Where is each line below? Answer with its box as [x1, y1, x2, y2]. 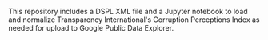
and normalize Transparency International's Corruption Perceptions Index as [8, 15, 260, 24]
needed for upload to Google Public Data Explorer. [8, 24, 174, 32]
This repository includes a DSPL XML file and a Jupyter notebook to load [8, 7, 248, 16]
